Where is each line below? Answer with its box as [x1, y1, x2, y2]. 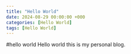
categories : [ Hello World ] [6, 19, 72, 25]
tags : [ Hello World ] [6, 25, 57, 31]
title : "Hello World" [6, 8, 59, 15]
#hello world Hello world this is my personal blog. [6, 41, 126, 48]
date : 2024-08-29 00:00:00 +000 [6, 14, 85, 20]
